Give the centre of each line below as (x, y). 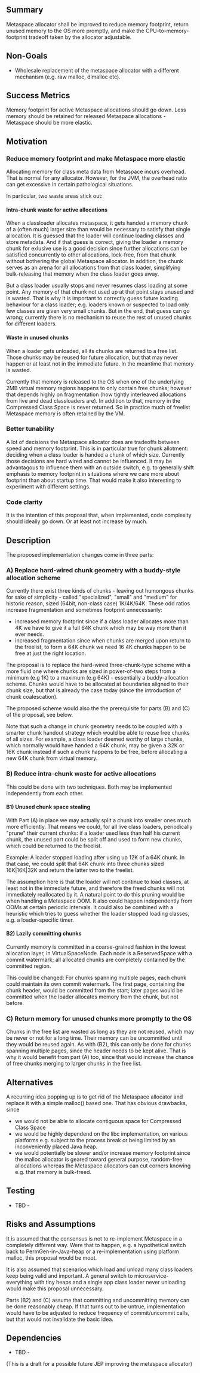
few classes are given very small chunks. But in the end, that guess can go (98, 311)
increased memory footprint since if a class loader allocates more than (102, 621)
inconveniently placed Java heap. (56, 1146)
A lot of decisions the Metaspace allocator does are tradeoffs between (93, 442)
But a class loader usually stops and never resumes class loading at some (97, 286)
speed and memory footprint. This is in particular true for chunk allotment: (97, 448)
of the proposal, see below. (40, 715)
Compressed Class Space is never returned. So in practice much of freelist (98, 407)
